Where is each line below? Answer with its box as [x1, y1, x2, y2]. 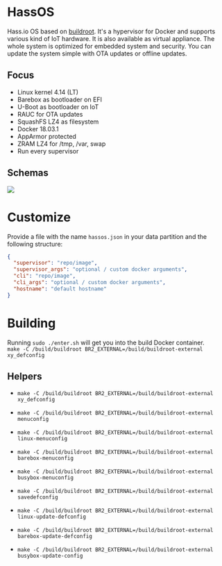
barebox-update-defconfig [17, 533, 92, 540]
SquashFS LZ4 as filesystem [17, 117, 99, 126]
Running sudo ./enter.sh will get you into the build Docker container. [7, 338, 205, 347]
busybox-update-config [17, 553, 83, 560]
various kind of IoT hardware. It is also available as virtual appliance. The [7, 34, 215, 42]
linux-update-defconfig [17, 513, 87, 521]
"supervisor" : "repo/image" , [13, 260, 98, 267]
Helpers [7, 370, 42, 382]
